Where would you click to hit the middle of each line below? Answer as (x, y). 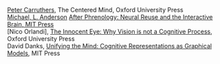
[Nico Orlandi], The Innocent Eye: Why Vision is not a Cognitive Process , (110, 31)
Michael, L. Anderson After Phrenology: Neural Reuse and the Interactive (110, 17)
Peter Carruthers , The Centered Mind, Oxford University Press (95, 10)
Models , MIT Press (34, 53)
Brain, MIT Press (31, 24)
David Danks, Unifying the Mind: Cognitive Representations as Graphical (109, 46)
